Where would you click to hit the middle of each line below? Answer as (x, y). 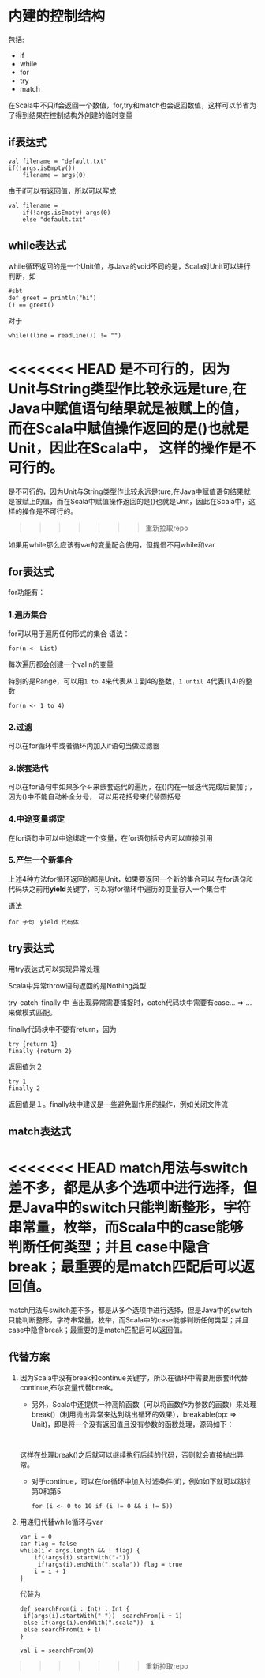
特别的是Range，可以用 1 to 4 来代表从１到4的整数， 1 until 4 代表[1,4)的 (127, 681)
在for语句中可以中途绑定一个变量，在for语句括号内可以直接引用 (110, 837)
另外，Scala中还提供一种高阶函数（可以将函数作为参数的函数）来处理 (144, 1404)
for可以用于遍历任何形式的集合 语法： (69, 634)
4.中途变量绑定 (37, 819)
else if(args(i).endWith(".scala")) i (89, 1623)
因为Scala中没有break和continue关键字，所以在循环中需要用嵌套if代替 (134, 1377)
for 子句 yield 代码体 (43, 922)
